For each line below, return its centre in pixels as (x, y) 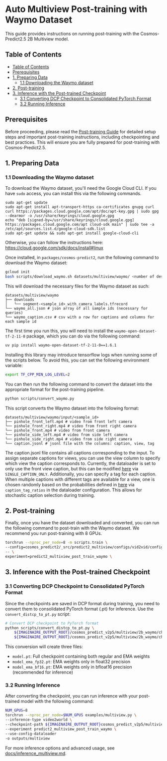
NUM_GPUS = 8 (16, 711)
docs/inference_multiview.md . (36, 753)
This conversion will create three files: (44, 647)
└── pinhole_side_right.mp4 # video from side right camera (69, 439)
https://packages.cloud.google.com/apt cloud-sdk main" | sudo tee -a (80, 225)
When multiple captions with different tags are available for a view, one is (80, 479)
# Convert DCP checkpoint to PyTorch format (52, 623)
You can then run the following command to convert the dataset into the (79, 384)
